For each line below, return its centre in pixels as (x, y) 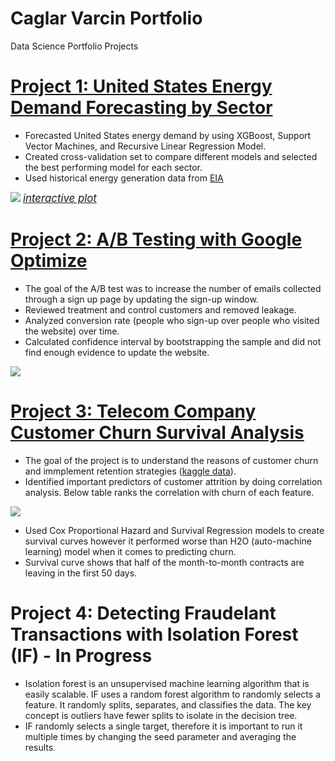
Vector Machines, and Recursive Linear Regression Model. (145, 146)
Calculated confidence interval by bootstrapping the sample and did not (173, 341)
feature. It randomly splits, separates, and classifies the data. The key (168, 704)
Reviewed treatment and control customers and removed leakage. (160, 309)
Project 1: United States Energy (141, 86)
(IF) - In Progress (81, 655)
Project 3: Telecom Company (133, 411)
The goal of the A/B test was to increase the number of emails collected (173, 288)
